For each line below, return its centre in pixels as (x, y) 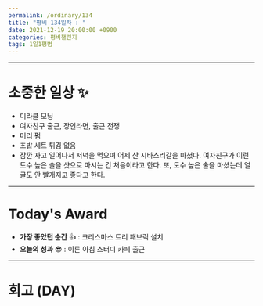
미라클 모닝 (36, 116)
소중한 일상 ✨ (49, 93)
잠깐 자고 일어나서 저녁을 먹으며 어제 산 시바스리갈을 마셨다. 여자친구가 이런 (134, 155)
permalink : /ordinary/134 (50, 15)
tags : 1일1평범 (31, 45)
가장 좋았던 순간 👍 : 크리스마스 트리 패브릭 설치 (91, 237)
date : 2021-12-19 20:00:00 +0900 (63, 30)
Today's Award (58, 214)
